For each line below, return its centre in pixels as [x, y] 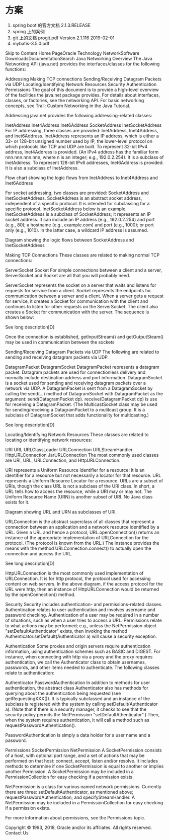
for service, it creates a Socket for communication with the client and [77, 301]
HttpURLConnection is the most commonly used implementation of [74, 573]
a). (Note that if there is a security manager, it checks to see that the [76, 709]
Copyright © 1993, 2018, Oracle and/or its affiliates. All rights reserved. [79, 827]
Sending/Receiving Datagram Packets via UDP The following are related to [82, 352]
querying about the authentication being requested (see [63, 693]
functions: [16, 69]
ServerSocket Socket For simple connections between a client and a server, [84, 270]
